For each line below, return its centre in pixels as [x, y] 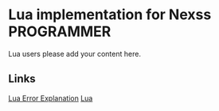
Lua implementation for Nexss [110, 15]
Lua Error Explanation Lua [51, 98]
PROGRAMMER [60, 32]
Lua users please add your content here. [75, 54]
